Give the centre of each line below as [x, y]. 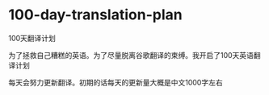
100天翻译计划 [32, 38]
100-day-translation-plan [96, 15]
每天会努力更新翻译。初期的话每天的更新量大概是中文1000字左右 [116, 82]
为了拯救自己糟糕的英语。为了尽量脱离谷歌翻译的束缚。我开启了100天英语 [131, 55]
